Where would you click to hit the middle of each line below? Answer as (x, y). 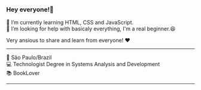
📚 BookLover (23, 73)
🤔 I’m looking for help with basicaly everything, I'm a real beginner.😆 (91, 29)
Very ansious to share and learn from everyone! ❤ (68, 41)
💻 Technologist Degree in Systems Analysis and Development (83, 64)
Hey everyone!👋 (30, 10)
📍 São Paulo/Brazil (29, 58)
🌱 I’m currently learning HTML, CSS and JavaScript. (70, 23)
